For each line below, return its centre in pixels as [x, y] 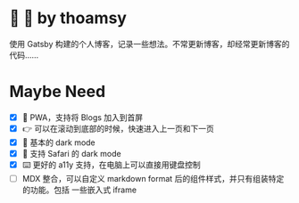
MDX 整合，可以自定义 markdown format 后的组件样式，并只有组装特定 [153, 179]
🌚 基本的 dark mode [58, 142]
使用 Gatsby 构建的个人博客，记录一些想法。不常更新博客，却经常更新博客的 [149, 44]
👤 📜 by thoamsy [68, 18]
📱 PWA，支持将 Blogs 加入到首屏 [83, 117]
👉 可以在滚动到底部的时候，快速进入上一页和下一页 [118, 128]
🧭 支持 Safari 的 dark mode [72, 154]
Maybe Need [58, 92]
